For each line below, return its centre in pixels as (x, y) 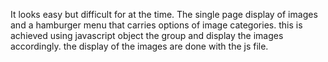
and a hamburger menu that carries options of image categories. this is (156, 25)
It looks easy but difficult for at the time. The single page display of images (164, 14)
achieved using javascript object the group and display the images (147, 35)
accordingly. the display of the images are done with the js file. (139, 46)
